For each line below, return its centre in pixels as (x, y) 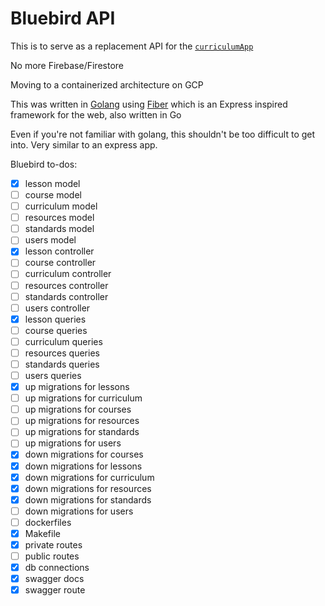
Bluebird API (63, 18)
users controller (57, 308)
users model (50, 240)
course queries (56, 330)
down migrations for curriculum (89, 477)
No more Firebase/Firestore (67, 65)
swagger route (55, 590)
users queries (53, 375)
